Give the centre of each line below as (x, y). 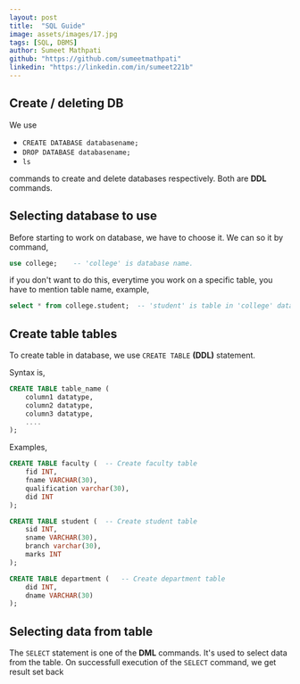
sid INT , (42, 530)
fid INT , (42, 472)
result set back (37, 672)
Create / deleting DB (67, 103)
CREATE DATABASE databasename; (80, 143)
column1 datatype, (59, 397)
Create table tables (63, 334)
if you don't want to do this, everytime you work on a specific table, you (141, 280)
